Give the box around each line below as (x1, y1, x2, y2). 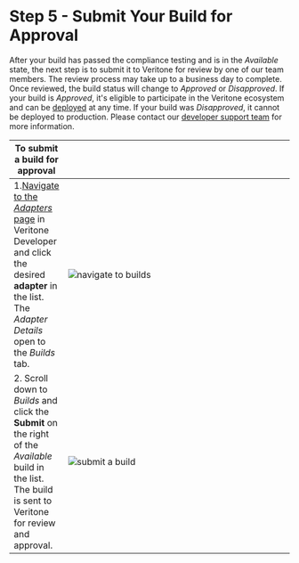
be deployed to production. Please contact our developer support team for (9, 111, 282, 122)
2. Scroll (13, 371, 49, 384)
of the (13, 438, 38, 451)
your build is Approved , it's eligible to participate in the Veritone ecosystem (9, 92, 285, 103)
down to (13, 383, 48, 396)
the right (13, 428, 49, 440)
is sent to (13, 494, 53, 507)
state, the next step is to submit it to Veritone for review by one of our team (9, 64, 285, 75)
